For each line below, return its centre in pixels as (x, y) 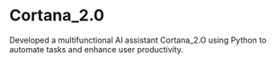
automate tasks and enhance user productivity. (97, 49)
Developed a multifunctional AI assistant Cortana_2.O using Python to (138, 40)
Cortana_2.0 (57, 16)
